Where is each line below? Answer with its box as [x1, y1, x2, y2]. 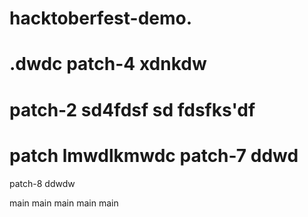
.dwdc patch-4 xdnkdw [9, 53, 207, 76]
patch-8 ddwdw [9, 177, 76, 189]
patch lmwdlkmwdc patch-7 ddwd [9, 144, 299, 167]
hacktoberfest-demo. [9, 7, 193, 30]
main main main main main [9, 197, 119, 209]
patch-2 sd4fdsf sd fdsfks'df [9, 98, 256, 121]
